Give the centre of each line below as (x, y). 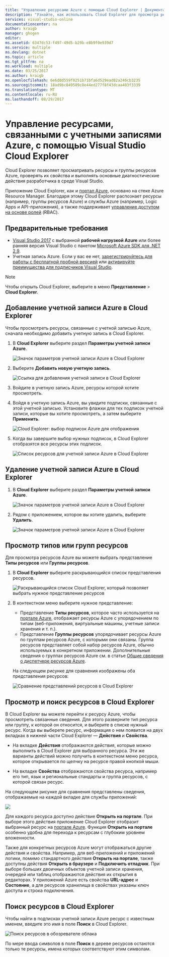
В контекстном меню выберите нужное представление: (73, 603)
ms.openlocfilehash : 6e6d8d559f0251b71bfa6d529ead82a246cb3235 (73, 80)
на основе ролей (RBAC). (32, 212)
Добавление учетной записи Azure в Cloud (76, 308)
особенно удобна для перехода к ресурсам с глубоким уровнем (75, 833)
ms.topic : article (24, 57)
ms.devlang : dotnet (26, 52)
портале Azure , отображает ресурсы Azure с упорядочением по (89, 618)
